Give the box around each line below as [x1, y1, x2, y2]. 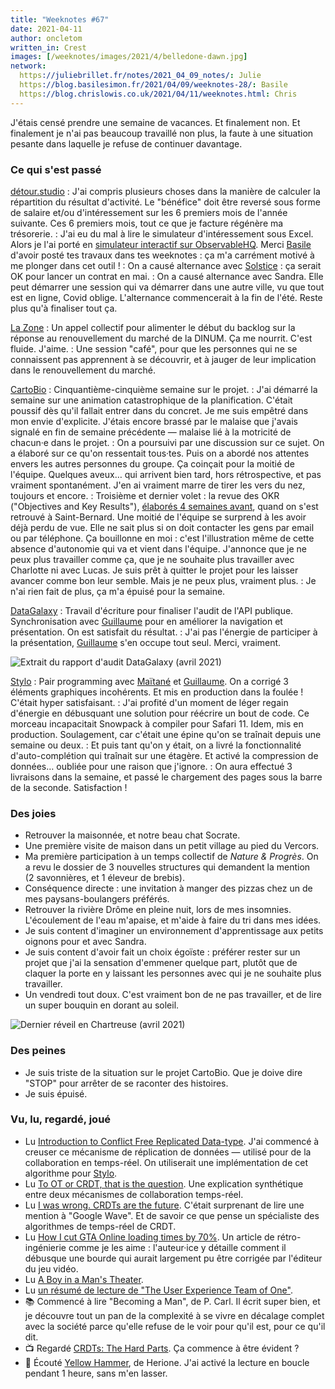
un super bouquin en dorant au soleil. [24, 999, 180, 1011]
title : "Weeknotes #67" [10, 14, 110, 25]
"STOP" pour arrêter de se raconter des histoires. [24, 1077, 229, 1089]
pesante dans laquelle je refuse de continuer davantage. [10, 137, 243, 150]
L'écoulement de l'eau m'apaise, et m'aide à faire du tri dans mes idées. [24, 914, 322, 926]
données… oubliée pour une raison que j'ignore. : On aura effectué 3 [10, 760, 293, 772]
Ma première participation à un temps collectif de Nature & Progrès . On [24, 851, 319, 863]
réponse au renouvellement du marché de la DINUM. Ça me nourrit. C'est [10, 332, 313, 344]
